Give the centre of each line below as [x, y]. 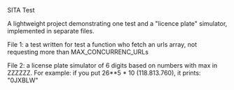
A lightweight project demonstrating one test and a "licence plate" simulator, [117, 23]
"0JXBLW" [23, 80]
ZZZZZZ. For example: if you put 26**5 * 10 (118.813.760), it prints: [104, 73]
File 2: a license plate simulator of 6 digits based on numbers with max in [112, 65]
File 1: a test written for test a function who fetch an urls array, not [102, 44]
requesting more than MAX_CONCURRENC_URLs [78, 52]
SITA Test [21, 10]
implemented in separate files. [51, 31]
